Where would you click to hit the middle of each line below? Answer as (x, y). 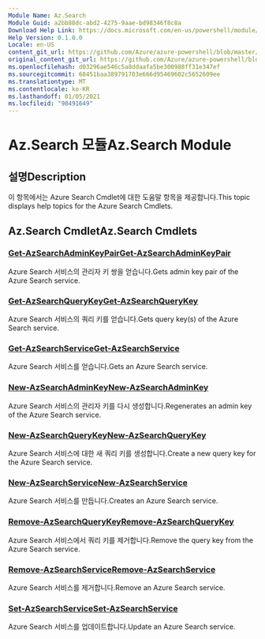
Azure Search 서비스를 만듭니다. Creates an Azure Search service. (113, 501)
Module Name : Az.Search (47, 15)
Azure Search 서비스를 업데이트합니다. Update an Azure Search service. (122, 627)
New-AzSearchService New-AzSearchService (98, 483)
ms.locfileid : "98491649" (50, 103)
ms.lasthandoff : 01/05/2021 (54, 96)
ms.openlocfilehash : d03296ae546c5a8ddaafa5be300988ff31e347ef (114, 67)
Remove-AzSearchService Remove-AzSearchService (112, 569)
